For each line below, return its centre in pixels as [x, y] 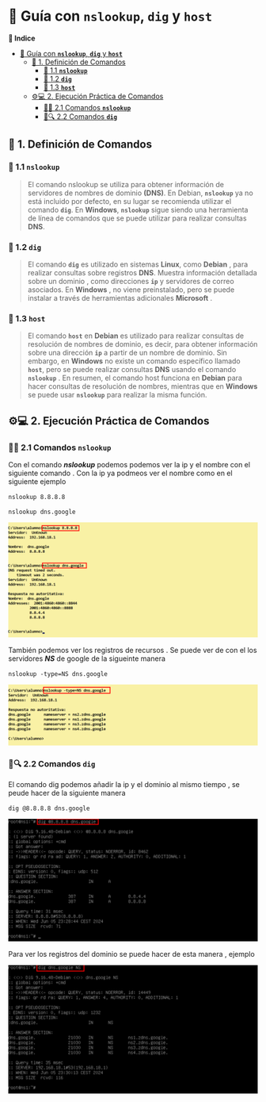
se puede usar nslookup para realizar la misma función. [117, 395]
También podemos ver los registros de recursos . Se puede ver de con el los [133, 651]
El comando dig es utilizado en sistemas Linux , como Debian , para [138, 264]
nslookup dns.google [42, 512]
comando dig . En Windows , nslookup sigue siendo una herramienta [138, 209]
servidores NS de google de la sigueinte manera [87, 659]
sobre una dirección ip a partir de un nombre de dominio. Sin [127, 353]
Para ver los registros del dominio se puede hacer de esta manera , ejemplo [131, 954]
